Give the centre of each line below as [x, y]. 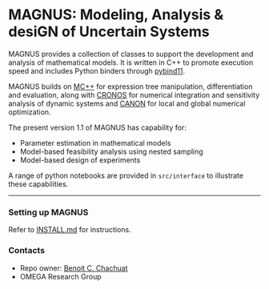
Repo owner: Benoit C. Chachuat [74, 268]
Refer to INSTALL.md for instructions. [70, 230]
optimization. [30, 112]
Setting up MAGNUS [48, 212]
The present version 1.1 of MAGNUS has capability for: [97, 127]
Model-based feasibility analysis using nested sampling [112, 151]
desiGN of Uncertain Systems [109, 32]
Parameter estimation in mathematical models [95, 142]
